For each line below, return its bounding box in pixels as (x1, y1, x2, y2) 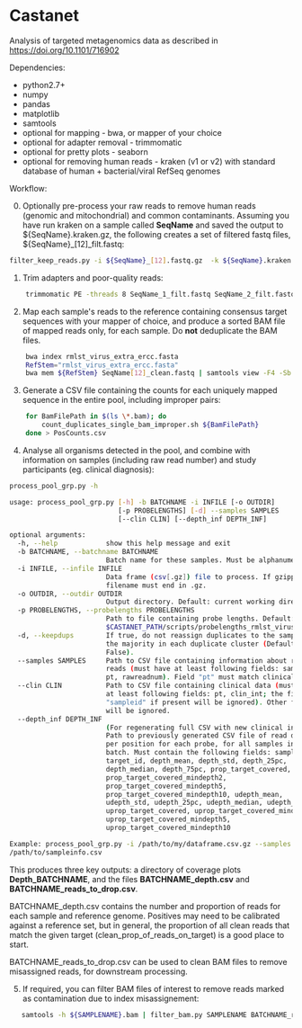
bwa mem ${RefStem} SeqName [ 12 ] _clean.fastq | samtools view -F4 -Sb (25, 369, 292, 378)
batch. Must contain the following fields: (105, 748, 271, 757)
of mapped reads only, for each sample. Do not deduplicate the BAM (22, 325, 278, 335)
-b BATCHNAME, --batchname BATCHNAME (17, 548, 159, 557)
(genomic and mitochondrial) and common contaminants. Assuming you (22, 210, 290, 220)
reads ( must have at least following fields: (105, 665, 280, 674)
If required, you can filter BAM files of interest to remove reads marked (22, 983, 285, 994)
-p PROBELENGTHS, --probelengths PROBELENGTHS (17, 606, 195, 615)
